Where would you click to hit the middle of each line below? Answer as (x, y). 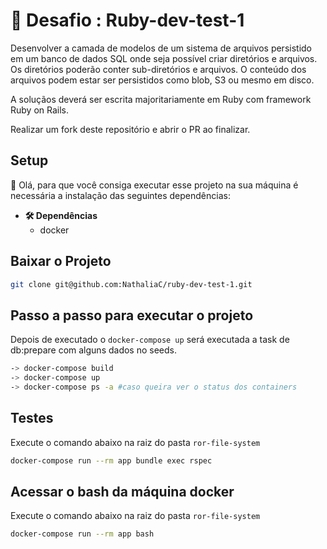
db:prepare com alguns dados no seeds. (94, 350)
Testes (32, 418)
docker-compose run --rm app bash (82, 534)
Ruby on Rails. (40, 110)
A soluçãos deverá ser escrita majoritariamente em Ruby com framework (161, 99)
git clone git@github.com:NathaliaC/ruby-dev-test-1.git (131, 284)
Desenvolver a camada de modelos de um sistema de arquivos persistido (161, 48)
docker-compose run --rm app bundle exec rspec (111, 460)
